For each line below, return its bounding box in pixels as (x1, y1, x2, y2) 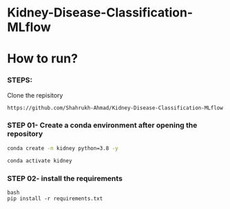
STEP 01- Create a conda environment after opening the (7, 120, 198, 130)
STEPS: (7, 76, 33, 85)
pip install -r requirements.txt (7, 195, 103, 202)
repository (7, 129, 43, 139)
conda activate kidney (7, 157, 72, 164)
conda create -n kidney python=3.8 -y (7, 144, 118, 152)
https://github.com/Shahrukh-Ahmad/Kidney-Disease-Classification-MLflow (7, 104, 224, 111)
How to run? (7, 51, 78, 67)
